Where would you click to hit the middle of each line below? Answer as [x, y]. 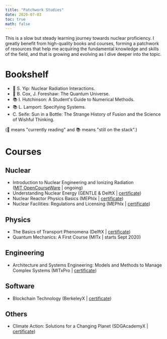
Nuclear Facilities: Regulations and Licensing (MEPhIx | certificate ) [81, 204]
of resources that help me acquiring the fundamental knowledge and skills [82, 49]
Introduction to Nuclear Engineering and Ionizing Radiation [73, 183]
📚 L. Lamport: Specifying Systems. [49, 107]
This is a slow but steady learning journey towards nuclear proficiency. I [80, 38]
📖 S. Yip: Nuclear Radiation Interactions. [54, 89]
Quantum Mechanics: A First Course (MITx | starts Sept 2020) [77, 237]
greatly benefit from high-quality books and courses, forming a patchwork [82, 44]
